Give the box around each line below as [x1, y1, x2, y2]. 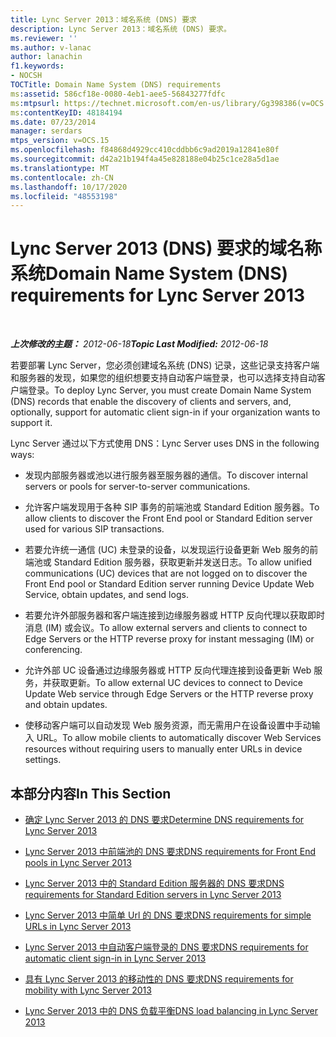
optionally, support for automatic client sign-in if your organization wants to [10, 406, 321, 418]
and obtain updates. [24, 699, 108, 711]
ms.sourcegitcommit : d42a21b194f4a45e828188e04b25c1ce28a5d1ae [10, 154, 280, 164]
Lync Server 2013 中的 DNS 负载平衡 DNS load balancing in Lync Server [24, 1005, 319, 1016]
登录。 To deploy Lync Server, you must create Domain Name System [27, 384, 312, 396]
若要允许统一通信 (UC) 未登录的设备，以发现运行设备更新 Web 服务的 [24, 544, 310, 556]
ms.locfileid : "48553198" [10, 191, 118, 201]
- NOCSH [10, 71, 43, 81]
